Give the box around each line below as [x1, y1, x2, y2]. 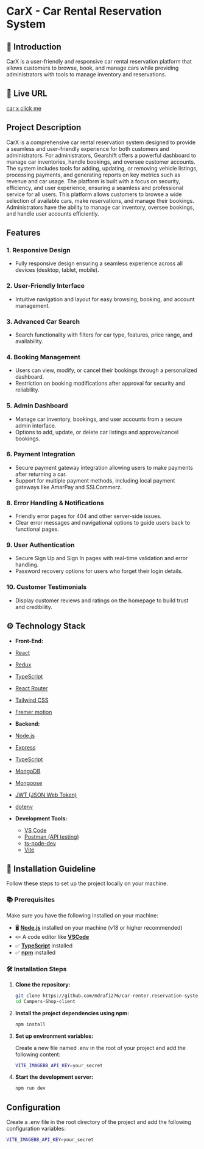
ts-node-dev [24, 839, 57, 847]
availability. [15, 337, 44, 345]
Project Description [6, 122, 82, 133]
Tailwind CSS [15, 696, 49, 704]
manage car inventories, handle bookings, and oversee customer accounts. [6, 158, 196, 166]
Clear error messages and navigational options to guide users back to [15, 519, 191, 527]
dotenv [15, 803, 33, 810]
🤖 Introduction [6, 42, 62, 52]
